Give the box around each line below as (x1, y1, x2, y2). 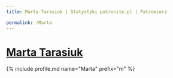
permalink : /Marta (6, 19, 52, 26)
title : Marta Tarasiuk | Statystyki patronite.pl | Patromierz (6, 8, 168, 15)
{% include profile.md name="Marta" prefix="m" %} (6, 65, 135, 73)
